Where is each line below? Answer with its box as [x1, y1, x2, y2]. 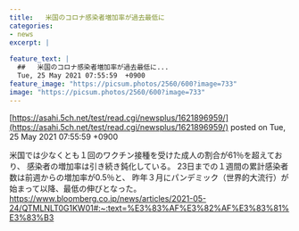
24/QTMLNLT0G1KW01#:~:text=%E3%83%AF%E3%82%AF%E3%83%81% [9, 202, 290, 213]
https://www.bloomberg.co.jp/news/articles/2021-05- [9, 193, 207, 203]
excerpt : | [9, 37, 50, 47]
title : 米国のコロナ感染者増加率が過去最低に [9, 12, 165, 22]
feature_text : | [9, 54, 70, 63]
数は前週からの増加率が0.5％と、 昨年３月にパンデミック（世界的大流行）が [9, 171, 289, 183]
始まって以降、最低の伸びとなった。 [9, 183, 142, 194]
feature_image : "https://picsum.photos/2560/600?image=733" [9, 79, 238, 88]
